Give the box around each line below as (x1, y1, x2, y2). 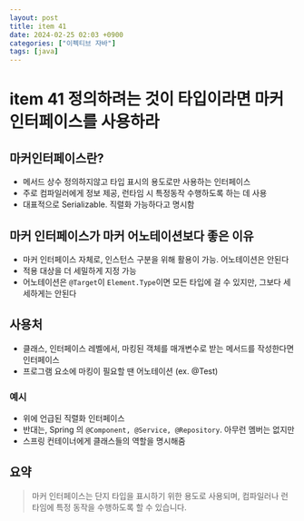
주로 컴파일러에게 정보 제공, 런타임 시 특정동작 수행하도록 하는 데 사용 (22, 188, 268, 199)
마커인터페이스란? (9, 151, 104, 166)
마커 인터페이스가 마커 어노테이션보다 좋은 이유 (9, 228, 254, 243)
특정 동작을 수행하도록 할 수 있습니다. (55, 501, 188, 513)
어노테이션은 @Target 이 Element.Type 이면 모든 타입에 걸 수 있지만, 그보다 (22, 276, 281, 287)
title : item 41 (9, 22, 67, 31)
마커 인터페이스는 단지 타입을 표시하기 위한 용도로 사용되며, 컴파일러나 (31, 490, 279, 501)
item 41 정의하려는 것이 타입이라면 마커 (9, 89, 284, 110)
